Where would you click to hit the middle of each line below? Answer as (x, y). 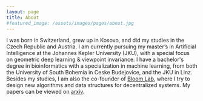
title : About (23, 18)
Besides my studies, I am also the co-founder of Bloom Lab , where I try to (98, 79)
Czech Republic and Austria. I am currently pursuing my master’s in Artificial (101, 47)
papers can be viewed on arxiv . (45, 92)
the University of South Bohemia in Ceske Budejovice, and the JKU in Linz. (99, 73)
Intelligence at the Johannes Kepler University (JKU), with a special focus (98, 53)
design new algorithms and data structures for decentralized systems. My (98, 85)
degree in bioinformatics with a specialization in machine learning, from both (102, 66)
